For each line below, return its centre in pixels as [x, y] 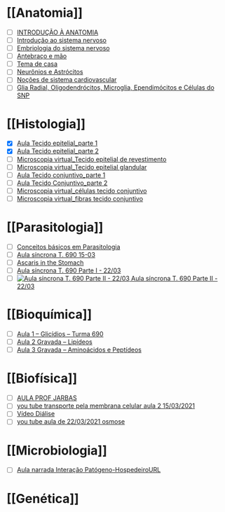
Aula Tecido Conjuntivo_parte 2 [62, 183]
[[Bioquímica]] [49, 315]
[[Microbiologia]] [57, 450]
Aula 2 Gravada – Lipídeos [54, 342]
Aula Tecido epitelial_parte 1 [57, 143]
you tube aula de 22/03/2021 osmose [71, 422]
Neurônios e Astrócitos [50, 72]
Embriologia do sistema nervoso [63, 48]
